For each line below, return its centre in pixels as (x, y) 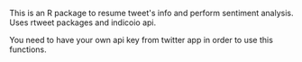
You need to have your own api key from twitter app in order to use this (141, 40)
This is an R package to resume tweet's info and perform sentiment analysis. (152, 13)
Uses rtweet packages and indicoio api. (83, 22)
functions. (28, 49)
